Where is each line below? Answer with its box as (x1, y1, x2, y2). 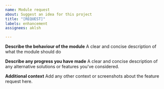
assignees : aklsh (5, 26, 41, 31)
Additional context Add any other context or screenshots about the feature (5, 73, 160, 79)
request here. (5, 79, 33, 85)
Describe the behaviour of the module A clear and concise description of (5, 44, 157, 49)
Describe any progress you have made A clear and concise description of (5, 58, 158, 64)
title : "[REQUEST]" (5, 16, 46, 21)
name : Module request (5, 7, 50, 12)
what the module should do (5, 49, 61, 55)
